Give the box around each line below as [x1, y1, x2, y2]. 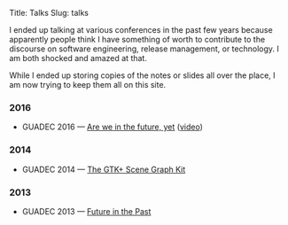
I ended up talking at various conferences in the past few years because [9, 25, 273, 35]
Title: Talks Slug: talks [9, 8, 89, 18]
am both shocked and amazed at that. [9, 53, 148, 63]
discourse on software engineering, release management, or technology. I [9, 43, 279, 54]
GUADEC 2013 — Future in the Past [21, 206, 152, 216]
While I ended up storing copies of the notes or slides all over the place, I [9, 70, 276, 81]
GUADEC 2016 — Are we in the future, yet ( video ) [21, 121, 204, 132]
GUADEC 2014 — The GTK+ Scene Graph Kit [21, 164, 186, 175]
